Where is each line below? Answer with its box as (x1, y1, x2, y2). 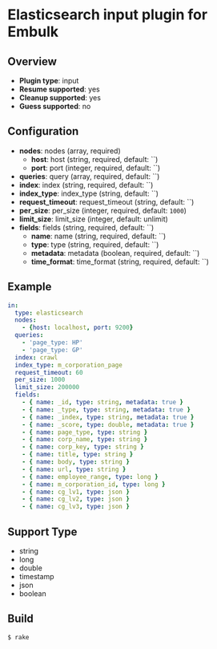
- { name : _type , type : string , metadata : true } (22, 405, 191, 414)
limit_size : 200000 (14, 383, 80, 391)
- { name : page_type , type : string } (22, 428, 148, 436)
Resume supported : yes (18, 84, 101, 94)
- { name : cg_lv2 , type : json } (22, 495, 130, 503)
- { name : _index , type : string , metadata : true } (22, 413, 195, 421)
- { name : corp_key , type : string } (22, 443, 145, 451)
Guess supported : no (18, 102, 91, 111)
